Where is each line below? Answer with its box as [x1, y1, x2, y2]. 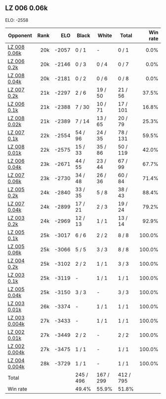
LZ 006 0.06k [5, 4, 48, 12]
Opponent [8, 32, 32, 39]
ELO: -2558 [5, 17, 29, 23]
